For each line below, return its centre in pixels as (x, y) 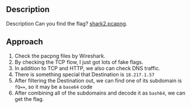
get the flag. (29, 99)
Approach (25, 42)
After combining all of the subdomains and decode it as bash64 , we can (100, 93)
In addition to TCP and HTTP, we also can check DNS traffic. (87, 68)
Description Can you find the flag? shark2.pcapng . (67, 23)
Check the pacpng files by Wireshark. (60, 56)
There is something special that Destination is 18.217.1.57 (84, 74)
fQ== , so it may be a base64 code (53, 87)
